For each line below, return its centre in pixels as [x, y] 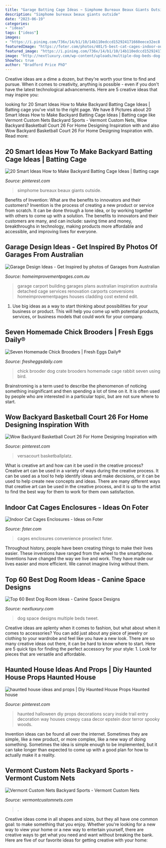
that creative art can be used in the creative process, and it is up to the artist [83, 487]
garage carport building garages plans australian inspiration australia [87, 286]
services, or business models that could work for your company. [78, 316]
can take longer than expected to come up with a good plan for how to [77, 749]
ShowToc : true [20, 60]
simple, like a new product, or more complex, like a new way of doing [75, 739]
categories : [17, 24]
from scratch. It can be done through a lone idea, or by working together [79, 210]
